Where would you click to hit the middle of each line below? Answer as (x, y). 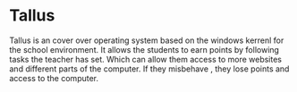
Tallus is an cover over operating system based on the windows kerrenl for (147, 40)
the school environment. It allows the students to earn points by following (144, 49)
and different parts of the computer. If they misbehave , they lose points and (149, 69)
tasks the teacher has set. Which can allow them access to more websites (145, 59)
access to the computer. (54, 78)
